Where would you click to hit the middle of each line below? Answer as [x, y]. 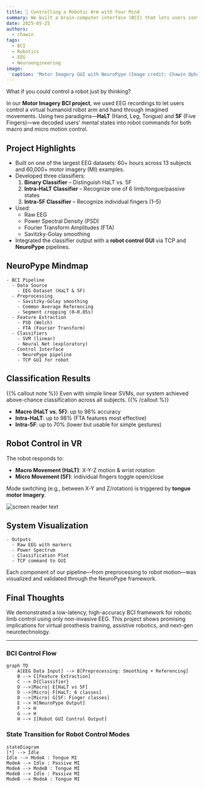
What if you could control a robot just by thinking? [69, 91]
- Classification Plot [40, 556]
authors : [17, 29]
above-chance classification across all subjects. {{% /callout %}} [88, 400]
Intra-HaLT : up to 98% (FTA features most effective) [81, 418]
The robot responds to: [35, 458]
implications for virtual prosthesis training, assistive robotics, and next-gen [100, 626]
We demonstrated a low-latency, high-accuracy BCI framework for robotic [99, 613]
